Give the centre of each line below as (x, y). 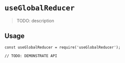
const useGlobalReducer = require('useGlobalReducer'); (62, 47)
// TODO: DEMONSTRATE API (31, 56)
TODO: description (35, 21)
